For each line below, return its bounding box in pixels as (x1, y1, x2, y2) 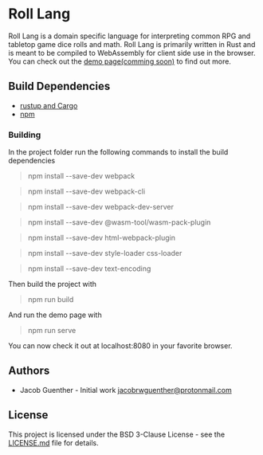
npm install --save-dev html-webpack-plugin (27, 233, 175, 243)
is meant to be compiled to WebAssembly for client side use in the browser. (8, 48, 256, 57)
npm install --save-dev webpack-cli (27, 186, 146, 196)
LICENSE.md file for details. (8, 437, 99, 447)
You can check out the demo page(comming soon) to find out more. (8, 57, 231, 66)
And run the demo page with (8, 310, 102, 320)
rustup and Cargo (19, 100, 78, 110)
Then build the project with (8, 280, 97, 289)
